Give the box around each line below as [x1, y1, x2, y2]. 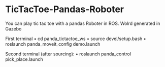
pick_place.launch [5, 56, 43, 62]
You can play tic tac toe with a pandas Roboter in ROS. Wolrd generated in [5, 20, 160, 26]
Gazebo [5, 25, 22, 31]
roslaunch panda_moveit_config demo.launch [5, 41, 101, 47]
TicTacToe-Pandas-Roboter [5, 4, 124, 15]
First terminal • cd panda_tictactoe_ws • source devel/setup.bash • [5, 36, 146, 42]
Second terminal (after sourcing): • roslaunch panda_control [5, 51, 131, 57]
